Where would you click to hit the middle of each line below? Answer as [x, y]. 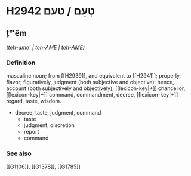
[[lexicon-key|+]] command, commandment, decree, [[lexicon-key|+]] [92, 95]
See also [19, 153]
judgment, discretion [49, 125]
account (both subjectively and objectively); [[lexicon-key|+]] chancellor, [96, 88]
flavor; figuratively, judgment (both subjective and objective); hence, [90, 82]
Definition [21, 63]
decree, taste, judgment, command [58, 113]
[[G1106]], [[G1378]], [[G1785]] [43, 166]
